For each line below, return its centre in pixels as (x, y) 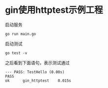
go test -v (16, 53)
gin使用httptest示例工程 (54, 10)
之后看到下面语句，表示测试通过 (37, 62)
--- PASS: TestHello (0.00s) (35, 72)
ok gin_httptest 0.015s (38, 81)
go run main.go (21, 34)
